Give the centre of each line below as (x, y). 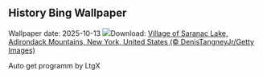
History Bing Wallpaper (68, 13)
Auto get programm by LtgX (54, 65)
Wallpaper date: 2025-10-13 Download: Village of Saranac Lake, (118, 33)
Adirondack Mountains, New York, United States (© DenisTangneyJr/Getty (131, 41)
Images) (22, 50)
